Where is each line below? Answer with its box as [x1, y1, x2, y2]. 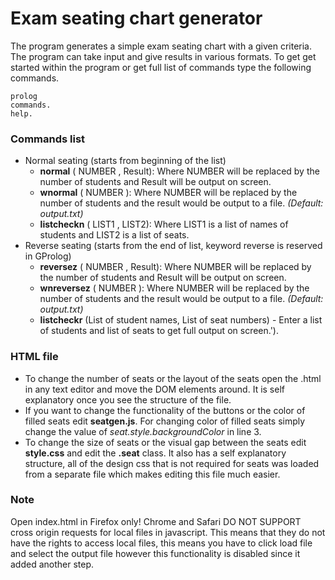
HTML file [10, 350, 59, 364]
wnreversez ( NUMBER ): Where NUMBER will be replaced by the [39, 282, 310, 294]
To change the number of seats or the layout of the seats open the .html [24, 372, 322, 384]
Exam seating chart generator [10, 7, 263, 30]
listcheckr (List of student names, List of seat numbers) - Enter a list [39, 314, 323, 326]
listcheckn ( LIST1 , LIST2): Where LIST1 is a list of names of [39, 218, 289, 231]
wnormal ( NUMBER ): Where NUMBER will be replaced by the [39, 187, 298, 199]
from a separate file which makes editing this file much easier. [24, 468, 281, 480]
